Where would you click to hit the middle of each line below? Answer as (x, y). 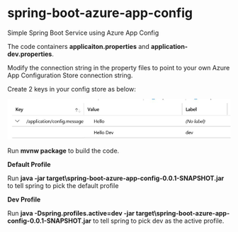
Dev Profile (24, 199)
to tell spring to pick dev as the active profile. (159, 221)
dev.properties (30, 54)
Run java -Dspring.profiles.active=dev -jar (71, 213)
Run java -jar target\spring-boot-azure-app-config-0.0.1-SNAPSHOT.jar (116, 178)
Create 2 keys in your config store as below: (72, 89)
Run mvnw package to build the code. (63, 150)
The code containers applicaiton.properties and (79, 46)
